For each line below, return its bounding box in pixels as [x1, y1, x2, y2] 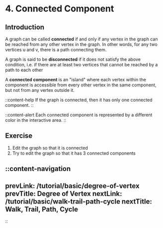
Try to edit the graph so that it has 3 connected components [12, 150, 136, 156]
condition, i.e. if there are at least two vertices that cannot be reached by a [5, 62, 158, 67]
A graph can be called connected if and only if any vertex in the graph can [5, 36, 158, 42]
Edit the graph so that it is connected [12, 145, 88, 151]
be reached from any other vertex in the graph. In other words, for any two [5, 41, 158, 47]
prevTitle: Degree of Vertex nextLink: [5, 189, 122, 198]
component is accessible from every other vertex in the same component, [5, 82, 157, 88]
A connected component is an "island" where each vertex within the [5, 77, 147, 82]
